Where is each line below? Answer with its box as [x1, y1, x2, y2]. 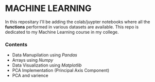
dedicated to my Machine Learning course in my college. [5, 29, 119, 35]
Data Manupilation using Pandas [12, 52, 78, 58]
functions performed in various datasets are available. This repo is [5, 24, 139, 29]
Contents [5, 41, 28, 48]
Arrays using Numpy [12, 57, 53, 63]
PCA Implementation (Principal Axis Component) [12, 68, 109, 73]
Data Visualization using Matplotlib [12, 62, 82, 68]
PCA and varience [12, 73, 49, 79]
